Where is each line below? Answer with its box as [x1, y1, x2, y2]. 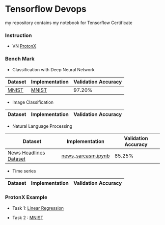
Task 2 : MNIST [12, 215, 44, 221]
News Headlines [7, 149, 46, 156]
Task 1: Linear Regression [12, 205, 64, 211]
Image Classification [12, 99, 54, 105]
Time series [12, 168, 36, 174]
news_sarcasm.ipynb [61, 152, 110, 159]
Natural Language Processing [12, 123, 73, 129]
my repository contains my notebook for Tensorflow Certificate [5, 20, 133, 26]
